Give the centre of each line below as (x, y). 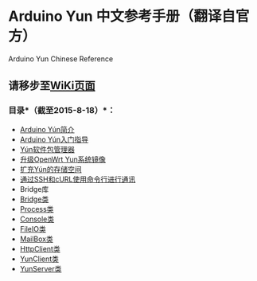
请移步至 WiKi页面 (52, 86)
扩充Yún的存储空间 (51, 169)
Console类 (37, 219)
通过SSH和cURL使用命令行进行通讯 (78, 179)
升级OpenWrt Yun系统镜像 (62, 159)
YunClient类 (39, 259)
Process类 (37, 209)
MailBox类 (36, 239)
